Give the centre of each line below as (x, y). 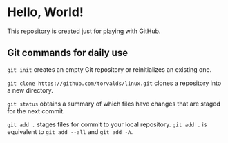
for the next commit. (36, 111)
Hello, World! (46, 12)
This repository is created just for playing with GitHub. (84, 31)
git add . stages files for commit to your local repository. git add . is (107, 124)
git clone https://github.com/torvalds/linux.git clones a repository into (114, 83)
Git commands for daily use (68, 53)
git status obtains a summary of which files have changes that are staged (114, 104)
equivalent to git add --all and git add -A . (70, 131)
